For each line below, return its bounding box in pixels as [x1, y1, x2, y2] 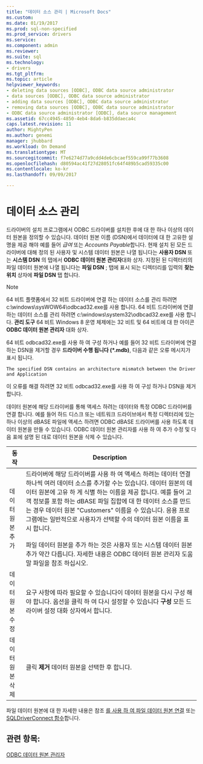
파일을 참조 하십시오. [33, 559, 89, 567]
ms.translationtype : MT [6, 149, 66, 155]
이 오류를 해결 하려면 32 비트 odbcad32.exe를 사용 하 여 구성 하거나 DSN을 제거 [6, 382, 196, 390]
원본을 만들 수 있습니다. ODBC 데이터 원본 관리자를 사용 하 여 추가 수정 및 [17, 425, 190, 432]
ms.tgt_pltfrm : [6, 71, 45, 77]
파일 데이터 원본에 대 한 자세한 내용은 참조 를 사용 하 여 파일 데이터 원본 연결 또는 [6, 707, 196, 714]
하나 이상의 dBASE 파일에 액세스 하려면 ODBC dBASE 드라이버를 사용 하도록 [6, 418, 187, 425]
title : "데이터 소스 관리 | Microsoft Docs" [6, 8, 112, 15]
